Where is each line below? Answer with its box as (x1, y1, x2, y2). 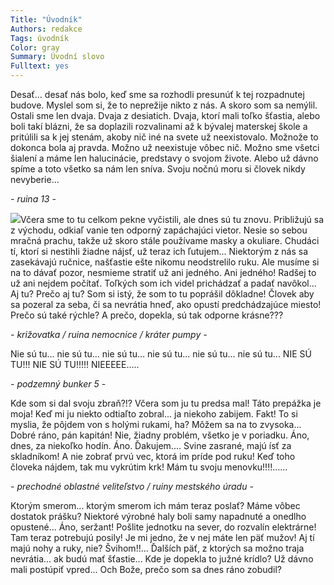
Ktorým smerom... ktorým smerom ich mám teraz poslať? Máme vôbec (10, 500, 301, 511)
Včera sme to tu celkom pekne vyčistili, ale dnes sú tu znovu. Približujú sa (20, 214, 325, 225)
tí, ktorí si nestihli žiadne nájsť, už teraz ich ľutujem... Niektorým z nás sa (10, 246, 309, 257)
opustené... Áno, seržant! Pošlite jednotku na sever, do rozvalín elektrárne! (10, 521, 317, 533)
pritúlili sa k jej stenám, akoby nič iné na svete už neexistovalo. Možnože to (10, 131, 319, 143)
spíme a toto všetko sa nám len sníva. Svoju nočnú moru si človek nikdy (10, 163, 306, 175)
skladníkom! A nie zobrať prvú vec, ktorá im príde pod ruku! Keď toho (10, 451, 296, 462)
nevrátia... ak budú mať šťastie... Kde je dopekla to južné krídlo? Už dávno (10, 553, 314, 565)
